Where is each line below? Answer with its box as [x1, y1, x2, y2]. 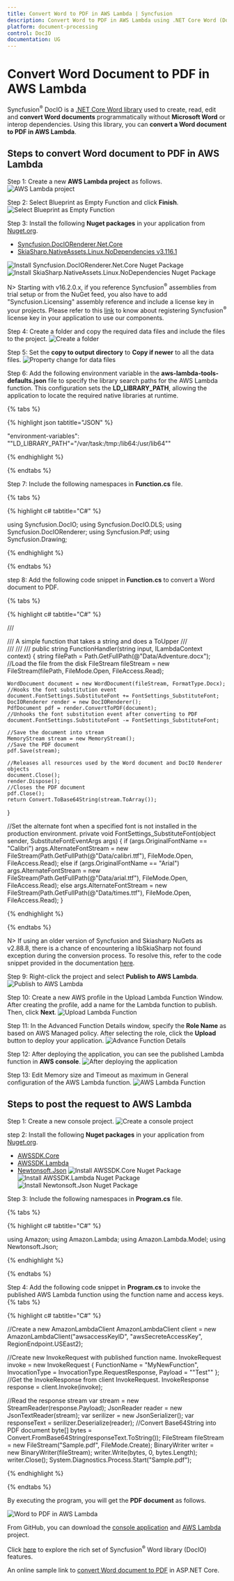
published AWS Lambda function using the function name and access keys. [7, 1290, 224, 1299]
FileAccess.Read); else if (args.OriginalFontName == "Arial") [7, 858, 180, 867]
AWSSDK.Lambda [17, 1158, 70, 1167]
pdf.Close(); [7, 789, 45, 797]
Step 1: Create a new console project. [7, 1117, 115, 1125]
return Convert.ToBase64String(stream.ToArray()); [7, 796, 157, 803]
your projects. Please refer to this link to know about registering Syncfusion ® [7, 305, 227, 315]
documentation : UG [7, 36, 61, 43]
